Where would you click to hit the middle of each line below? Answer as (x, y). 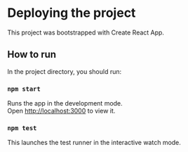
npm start (24, 89)
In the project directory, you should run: (65, 71)
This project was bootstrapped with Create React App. (86, 32)
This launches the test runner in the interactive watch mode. (94, 143)
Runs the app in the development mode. (65, 103)
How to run (32, 55)
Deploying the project (72, 13)
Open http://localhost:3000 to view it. (61, 111)
